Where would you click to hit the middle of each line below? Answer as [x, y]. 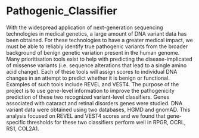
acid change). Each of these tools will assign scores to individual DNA [92, 71]
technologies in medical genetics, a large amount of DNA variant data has [97, 33]
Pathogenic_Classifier [62, 11]
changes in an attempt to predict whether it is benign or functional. [88, 78]
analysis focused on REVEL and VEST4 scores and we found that [86, 116]
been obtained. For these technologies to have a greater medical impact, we [100, 40]
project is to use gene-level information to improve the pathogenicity [90, 90]
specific [16, 122]
